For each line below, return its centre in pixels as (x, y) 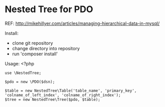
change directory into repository (46, 48)
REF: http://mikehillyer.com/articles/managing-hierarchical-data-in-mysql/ (82, 23)
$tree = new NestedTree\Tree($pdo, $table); (53, 99)
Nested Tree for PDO (49, 9)
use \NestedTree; (23, 73)
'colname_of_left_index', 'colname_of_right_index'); (63, 95)
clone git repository (32, 43)
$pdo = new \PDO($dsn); (30, 82)
